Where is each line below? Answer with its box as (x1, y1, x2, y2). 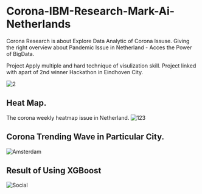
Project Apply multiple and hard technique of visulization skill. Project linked (6, 62, 197, 69)
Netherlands (6, 17, 71, 31)
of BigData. (6, 50, 35, 57)
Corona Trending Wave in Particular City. (6, 132, 165, 142)
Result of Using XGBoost (6, 165, 102, 176)
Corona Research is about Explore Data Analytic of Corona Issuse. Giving (6, 37, 190, 44)
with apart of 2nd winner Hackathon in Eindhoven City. (6, 68, 144, 75)
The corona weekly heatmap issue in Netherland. (6, 114, 130, 121)
